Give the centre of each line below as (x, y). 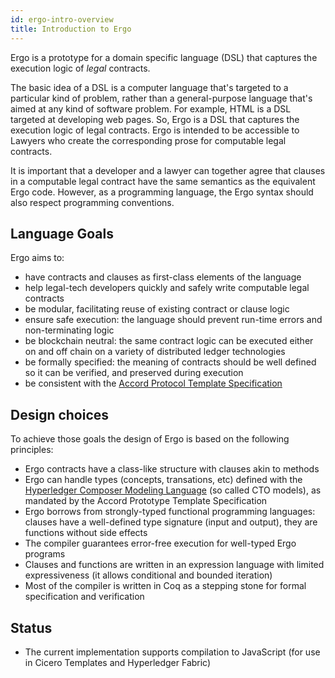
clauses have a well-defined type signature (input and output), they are (171, 522)
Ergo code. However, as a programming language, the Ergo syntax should (162, 192)
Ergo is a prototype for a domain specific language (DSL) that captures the (164, 57)
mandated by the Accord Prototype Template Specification (146, 501)
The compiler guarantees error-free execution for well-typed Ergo (160, 543)
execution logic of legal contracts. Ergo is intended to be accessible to (155, 130)
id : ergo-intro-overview (62, 19)
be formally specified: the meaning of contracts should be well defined (170, 362)
